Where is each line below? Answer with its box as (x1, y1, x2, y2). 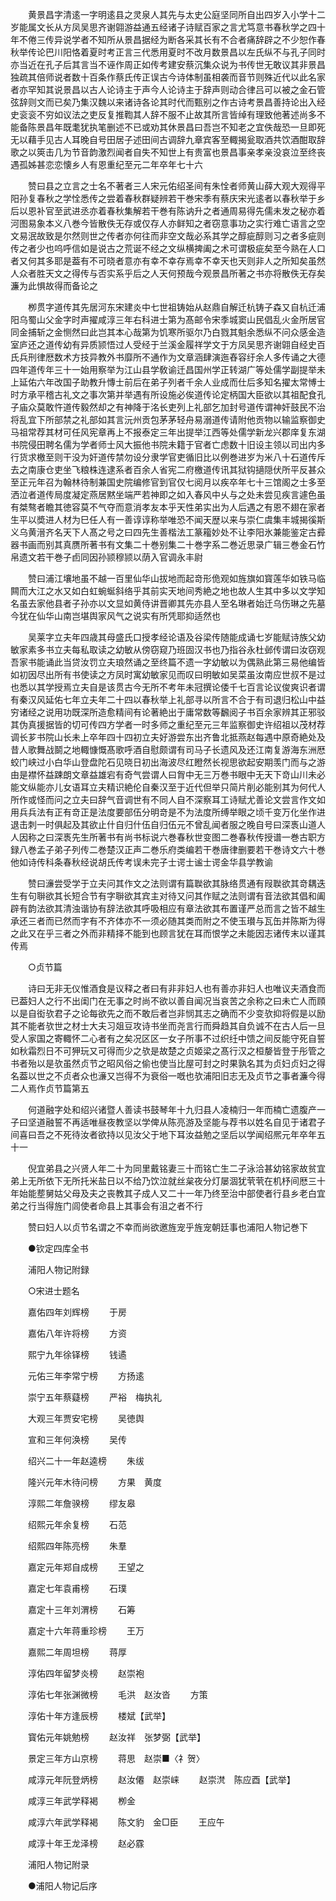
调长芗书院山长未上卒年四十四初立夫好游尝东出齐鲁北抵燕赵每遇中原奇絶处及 (10, 731, 326, 743)
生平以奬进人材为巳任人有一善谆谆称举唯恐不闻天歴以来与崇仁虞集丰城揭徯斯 (10, 514, 326, 525)
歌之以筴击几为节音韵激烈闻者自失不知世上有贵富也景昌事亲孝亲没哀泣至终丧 (10, 146, 326, 158)
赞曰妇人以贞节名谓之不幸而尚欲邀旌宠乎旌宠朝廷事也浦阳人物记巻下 (27, 1221, 308, 1233)
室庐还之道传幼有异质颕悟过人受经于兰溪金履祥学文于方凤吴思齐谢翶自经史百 (10, 339, 326, 350)
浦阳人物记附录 (27, 1859, 90, 1870)
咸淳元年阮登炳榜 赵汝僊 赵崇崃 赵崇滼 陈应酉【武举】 (27, 1774, 296, 1785)
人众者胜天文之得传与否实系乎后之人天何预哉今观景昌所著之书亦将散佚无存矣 (10, 268, 326, 279)
